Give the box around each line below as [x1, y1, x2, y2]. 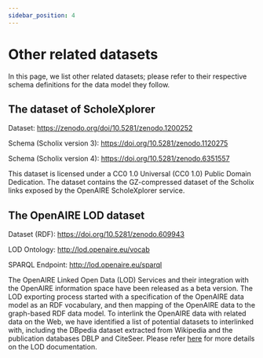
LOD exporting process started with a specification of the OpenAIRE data [8, 292, 245, 301]
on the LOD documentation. [8, 342, 97, 352]
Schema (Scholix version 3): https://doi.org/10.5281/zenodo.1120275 [8, 138, 228, 148]
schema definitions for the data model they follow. [8, 79, 170, 89]
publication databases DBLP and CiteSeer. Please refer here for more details [8, 334, 255, 343]
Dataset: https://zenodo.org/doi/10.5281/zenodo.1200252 [8, 124, 193, 133]
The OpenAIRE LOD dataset [8, 209, 145, 222]
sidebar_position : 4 [8, 11, 76, 20]
